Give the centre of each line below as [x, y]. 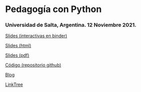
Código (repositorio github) [33, 65]
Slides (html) [18, 46]
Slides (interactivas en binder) [36, 36]
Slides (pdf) [17, 55]
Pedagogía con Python [53, 9]
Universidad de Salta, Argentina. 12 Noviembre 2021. [71, 25]
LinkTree [14, 84]
